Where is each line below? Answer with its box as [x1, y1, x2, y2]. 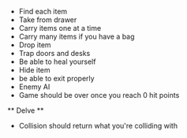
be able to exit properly [18, 74, 95, 83]
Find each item [18, 7, 68, 16]
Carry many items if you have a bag [18, 32, 135, 41]
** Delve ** [7, 106, 44, 115]
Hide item [18, 65, 50, 74]
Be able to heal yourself [18, 57, 96, 66]
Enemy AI [18, 82, 50, 91]
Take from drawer [18, 15, 77, 24]
